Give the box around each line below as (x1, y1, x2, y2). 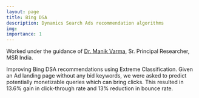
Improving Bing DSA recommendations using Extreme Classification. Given (6, 66, 193, 73)
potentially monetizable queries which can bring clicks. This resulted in (6, 79, 184, 86)
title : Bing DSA (6, 14, 47, 20)
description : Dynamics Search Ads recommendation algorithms (6, 20, 164, 26)
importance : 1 (6, 31, 42, 37)
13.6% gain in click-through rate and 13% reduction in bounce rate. (6, 85, 174, 92)
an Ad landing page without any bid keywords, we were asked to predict (6, 72, 187, 79)
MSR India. (6, 54, 33, 61)
